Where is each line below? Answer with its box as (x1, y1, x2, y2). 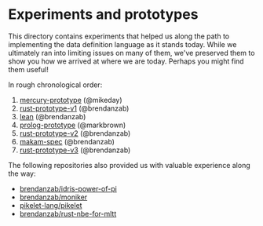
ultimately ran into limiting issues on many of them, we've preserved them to (8, 48, 255, 57)
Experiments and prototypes (8, 5, 199, 24)
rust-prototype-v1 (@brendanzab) (19, 104, 130, 113)
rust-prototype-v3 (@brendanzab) (19, 145, 131, 155)
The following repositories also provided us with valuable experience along (8, 160, 250, 169)
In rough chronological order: (8, 80, 103, 89)
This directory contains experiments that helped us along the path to (8, 31, 230, 41)
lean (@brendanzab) (19, 111, 86, 121)
